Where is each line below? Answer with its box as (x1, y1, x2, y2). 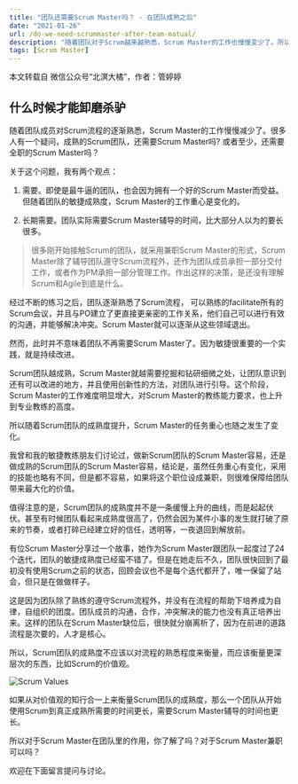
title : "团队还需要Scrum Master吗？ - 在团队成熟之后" (9, 12, 198, 22)
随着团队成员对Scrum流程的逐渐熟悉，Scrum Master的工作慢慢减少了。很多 (9, 125, 286, 136)
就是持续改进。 (24, 349, 80, 359)
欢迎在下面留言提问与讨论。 (9, 764, 111, 776)
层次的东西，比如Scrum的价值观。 (9, 658, 135, 669)
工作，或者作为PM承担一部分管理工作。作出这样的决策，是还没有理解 (30, 267, 285, 278)
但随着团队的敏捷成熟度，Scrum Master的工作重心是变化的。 (21, 196, 246, 207)
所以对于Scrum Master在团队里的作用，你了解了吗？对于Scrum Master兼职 (9, 735, 284, 746)
